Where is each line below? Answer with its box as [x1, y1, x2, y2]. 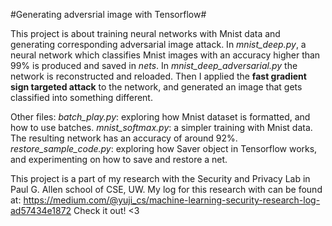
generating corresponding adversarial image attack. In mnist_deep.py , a [10, 39, 307, 50]
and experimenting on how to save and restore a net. [10, 154, 228, 165]
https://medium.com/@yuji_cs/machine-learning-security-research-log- [23, 194, 321, 206]
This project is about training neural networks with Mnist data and [10, 28, 281, 39]
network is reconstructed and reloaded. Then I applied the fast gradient [10, 70, 307, 82]
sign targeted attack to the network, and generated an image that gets [10, 81, 303, 93]
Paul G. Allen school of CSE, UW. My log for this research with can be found [10, 184, 323, 195]
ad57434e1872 [10, 205, 72, 216]
